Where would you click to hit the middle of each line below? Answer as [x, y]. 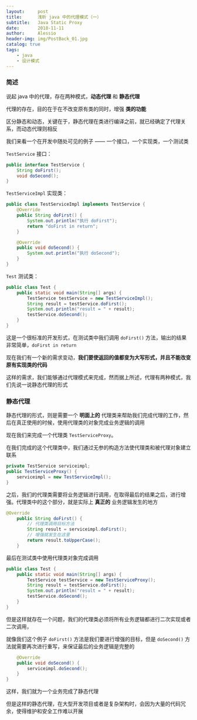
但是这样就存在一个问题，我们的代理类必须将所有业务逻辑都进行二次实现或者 [98, 619]
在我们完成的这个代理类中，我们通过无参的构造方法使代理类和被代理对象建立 [98, 448]
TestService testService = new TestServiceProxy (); [92, 580]
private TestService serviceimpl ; [48, 466]
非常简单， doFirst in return [41, 345]
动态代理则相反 [39, 129]
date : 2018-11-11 [35, 28]
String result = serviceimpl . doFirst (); [77, 529]
